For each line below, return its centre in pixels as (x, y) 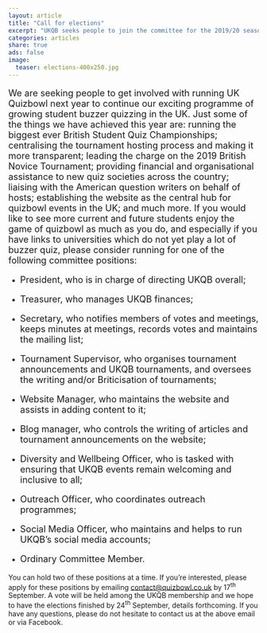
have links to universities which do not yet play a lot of (122, 239)
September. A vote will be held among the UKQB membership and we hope (131, 596)
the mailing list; (52, 339)
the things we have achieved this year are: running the (122, 124)
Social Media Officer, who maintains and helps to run (131, 529)
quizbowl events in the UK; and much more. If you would (127, 208)
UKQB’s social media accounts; (85, 539)
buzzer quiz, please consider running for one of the (116, 250)
